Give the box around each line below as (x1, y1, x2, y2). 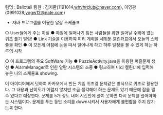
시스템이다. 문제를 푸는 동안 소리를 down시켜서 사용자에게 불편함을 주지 (10, 99, 146, 104)
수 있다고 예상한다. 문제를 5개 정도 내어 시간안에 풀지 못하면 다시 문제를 (5, 93, 140, 98)
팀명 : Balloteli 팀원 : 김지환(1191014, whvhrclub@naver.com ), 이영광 (5, 4, 136, 10)
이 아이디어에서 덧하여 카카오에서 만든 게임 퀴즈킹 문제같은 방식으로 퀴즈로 (5, 81, 145, 86)
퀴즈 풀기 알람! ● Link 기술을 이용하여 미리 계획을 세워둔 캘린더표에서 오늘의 (5, 36, 149, 42)
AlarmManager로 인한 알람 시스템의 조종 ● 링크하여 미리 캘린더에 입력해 (15, 64, 154, 70)
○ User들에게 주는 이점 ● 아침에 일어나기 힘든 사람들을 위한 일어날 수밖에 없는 (5, 30, 155, 35)
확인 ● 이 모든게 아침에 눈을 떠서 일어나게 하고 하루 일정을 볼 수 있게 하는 (14, 42, 153, 47)
